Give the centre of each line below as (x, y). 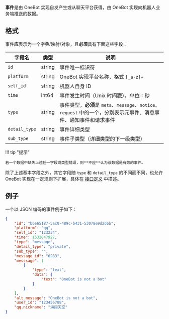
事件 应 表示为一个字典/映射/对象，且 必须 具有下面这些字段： (66, 44)
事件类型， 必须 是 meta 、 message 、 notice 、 (110, 105)
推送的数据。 (27, 14)
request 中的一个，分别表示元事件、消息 (107, 112)
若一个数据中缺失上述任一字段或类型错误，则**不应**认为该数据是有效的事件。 (75, 163)
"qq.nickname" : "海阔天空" (41, 307)
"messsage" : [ (29, 261)
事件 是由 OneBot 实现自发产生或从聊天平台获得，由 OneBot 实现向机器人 (80, 7)
